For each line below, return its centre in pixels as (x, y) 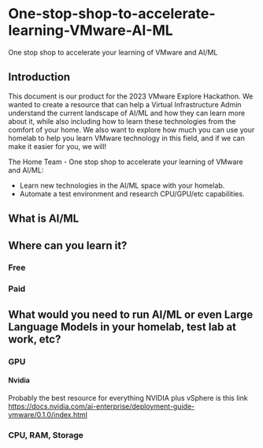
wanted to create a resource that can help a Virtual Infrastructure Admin (125, 104)
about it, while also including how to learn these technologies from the (122, 121)
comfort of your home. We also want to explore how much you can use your (131, 129)
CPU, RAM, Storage (46, 435)
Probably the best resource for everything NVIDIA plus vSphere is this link (128, 398)
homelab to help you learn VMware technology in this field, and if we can (127, 138)
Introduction (39, 77)
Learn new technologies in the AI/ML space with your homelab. (122, 185)
